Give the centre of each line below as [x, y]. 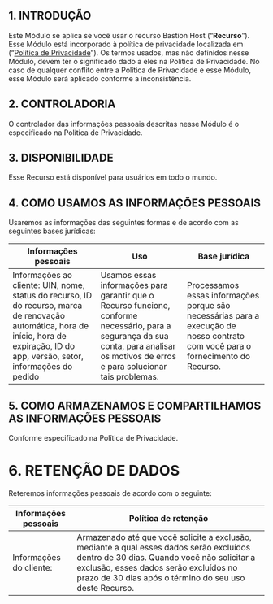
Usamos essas [128, 276]
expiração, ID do [44, 346]
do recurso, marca [48, 306]
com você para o [219, 346]
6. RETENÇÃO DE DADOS [94, 471]
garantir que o [127, 296]
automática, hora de [51, 326]
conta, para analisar [138, 346]
